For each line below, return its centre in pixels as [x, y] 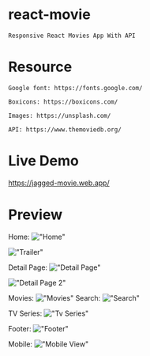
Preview [36, 214]
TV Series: [25, 313]
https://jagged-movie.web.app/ [59, 183]
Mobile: [21, 344]
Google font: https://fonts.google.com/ [76, 88]
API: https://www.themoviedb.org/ [65, 129]
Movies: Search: [54, 297]
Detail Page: [28, 267]
